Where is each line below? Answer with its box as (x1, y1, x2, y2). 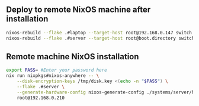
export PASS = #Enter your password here (6, 68, 108, 73)
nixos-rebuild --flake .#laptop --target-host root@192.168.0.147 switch (6, 30, 192, 36)
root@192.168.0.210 (17, 95, 65, 101)
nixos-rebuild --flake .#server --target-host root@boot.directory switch (6, 35, 195, 41)
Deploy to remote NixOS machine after (6, 5, 151, 15)
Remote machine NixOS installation (6, 52, 139, 62)
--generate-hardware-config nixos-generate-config (17, 89, 145, 95)
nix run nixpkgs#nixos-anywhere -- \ (6, 73, 99, 79)
